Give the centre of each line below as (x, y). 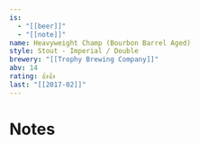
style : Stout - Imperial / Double (74, 51)
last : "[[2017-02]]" (48, 85)
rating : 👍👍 (32, 76)
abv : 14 (24, 68)
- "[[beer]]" (42, 26)
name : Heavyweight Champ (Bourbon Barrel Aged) (100, 43)
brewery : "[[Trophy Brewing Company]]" (84, 59)
